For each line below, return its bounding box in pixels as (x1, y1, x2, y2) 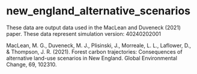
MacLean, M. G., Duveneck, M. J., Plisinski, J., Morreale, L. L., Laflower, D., (6, 42, 191, 49)
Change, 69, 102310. (6, 61, 57, 68)
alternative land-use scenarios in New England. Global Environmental (6, 54, 177, 61)
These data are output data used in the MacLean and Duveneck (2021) (6, 24, 181, 31)
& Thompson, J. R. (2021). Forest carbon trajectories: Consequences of (6, 48, 183, 55)
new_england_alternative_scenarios (6, 4, 191, 18)
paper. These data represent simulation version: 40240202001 (6, 30, 161, 37)
